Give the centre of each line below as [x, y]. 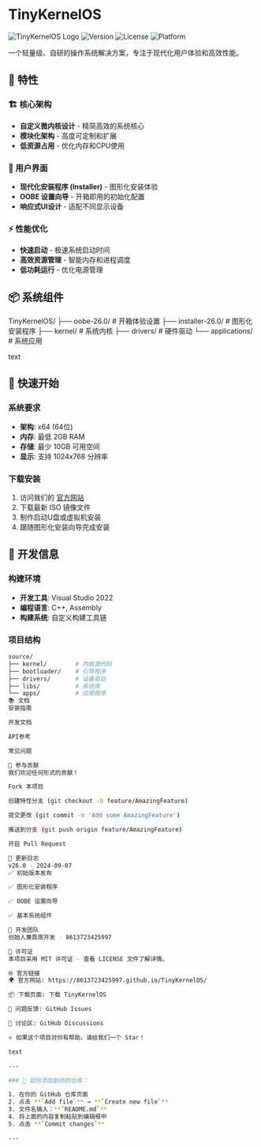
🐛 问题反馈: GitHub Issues [50, 1009]
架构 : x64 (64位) [46, 426]
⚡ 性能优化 [28, 228]
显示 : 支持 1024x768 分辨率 [64, 456]
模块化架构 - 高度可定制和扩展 [68, 135]
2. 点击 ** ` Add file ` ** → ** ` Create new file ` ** [88, 1102]
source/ [21, 657]
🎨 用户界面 [28, 168]
